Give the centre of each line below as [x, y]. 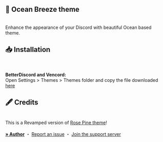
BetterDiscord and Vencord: [36, 75]
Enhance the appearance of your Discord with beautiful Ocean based [78, 27]
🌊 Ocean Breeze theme [42, 10]
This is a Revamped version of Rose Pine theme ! [56, 123]
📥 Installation [28, 50]
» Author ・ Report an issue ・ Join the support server [63, 134]
